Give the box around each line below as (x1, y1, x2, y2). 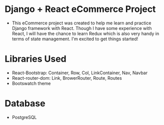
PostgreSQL (11, 114, 37, 120)
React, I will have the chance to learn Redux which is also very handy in (11, 30, 159, 36)
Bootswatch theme (11, 80, 51, 86)
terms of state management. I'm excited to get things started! (11, 36, 138, 42)
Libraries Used (4, 53, 66, 65)
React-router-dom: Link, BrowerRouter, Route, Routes (11, 75, 122, 81)
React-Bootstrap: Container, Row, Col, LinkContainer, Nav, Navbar (11, 70, 148, 76)
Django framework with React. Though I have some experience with (11, 25, 152, 31)
